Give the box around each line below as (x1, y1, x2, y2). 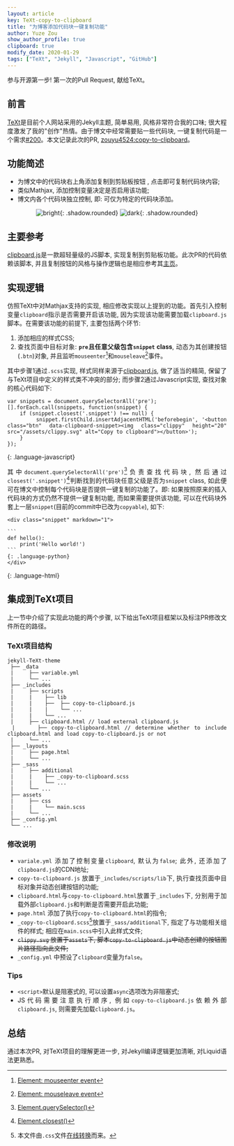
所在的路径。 (13, 621, 50, 630)
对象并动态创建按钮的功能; (23, 883, 100, 891)
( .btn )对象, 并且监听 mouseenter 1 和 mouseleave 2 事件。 (17, 350, 167, 360)
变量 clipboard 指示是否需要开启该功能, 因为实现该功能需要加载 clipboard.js (7, 310, 227, 318)
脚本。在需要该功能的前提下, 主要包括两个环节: (7, 319, 141, 327)
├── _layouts (10, 743, 49, 750)
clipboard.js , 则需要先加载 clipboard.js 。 (17, 1005, 139, 1013)
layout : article (7, 10, 54, 17)
